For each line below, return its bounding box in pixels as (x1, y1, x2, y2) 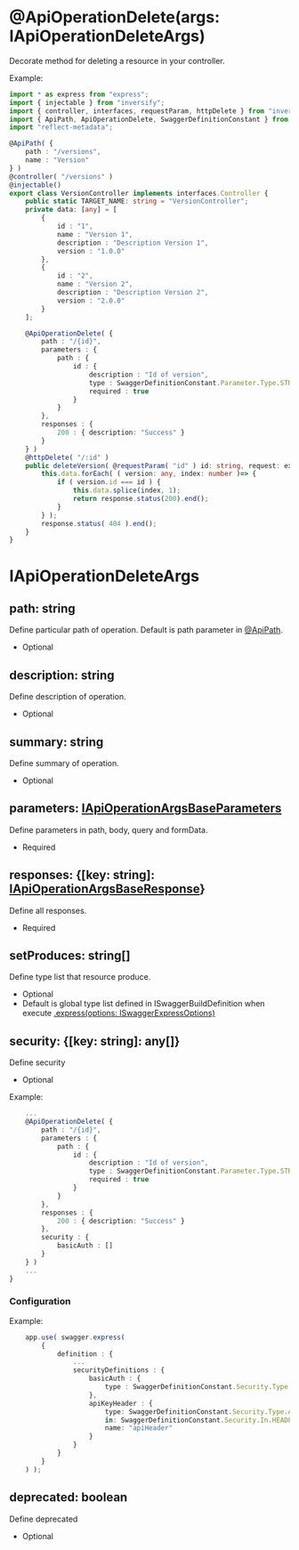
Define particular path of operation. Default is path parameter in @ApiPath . (9, 625, 283, 635)
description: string (9, 667, 115, 682)
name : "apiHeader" (104, 1424, 174, 1433)
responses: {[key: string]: (9, 868, 156, 883)
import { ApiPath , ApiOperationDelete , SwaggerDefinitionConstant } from (9, 115, 289, 124)
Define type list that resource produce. (9, 972, 151, 982)
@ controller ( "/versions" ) (9, 172, 114, 181)
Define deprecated (9, 1514, 78, 1524)
